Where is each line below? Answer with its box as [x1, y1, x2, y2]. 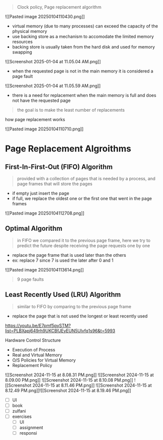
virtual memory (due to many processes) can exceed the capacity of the [12, 23, 158, 29]
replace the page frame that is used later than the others [12, 252, 126, 258]
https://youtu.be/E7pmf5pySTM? [5, 322, 71, 328]
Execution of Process [12, 346, 55, 352]
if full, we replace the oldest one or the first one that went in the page [12, 196, 152, 201]
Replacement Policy [12, 362, 52, 368]
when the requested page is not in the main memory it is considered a [12, 68, 153, 74]
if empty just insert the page [12, 191, 70, 196]
